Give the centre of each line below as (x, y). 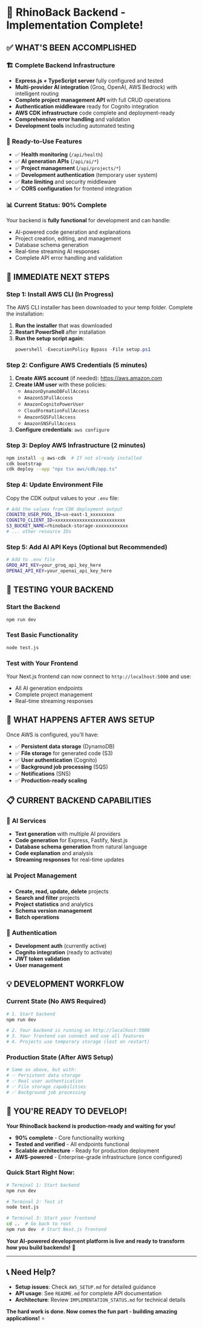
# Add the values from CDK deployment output (64, 509)
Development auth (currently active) (61, 946)
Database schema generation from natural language (81, 847)
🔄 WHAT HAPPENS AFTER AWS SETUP (81, 720)
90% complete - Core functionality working (70, 1137)
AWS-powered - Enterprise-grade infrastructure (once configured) (99, 1157)
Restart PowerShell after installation (60, 332)
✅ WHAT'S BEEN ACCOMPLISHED (72, 48)
